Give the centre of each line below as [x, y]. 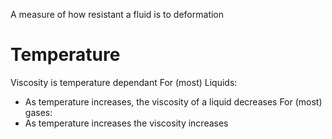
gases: [38, 112]
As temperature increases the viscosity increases [126, 123]
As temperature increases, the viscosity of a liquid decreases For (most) [173, 101]
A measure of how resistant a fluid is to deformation [117, 14]
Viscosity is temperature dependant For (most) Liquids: [124, 82]
